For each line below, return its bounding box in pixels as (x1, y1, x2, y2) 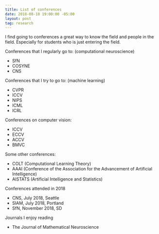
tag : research (5, 20, 34, 26)
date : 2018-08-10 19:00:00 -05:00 (5, 12, 75, 17)
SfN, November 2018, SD (12, 205, 62, 211)
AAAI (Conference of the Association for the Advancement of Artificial (12, 166, 153, 172)
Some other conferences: (5, 151, 56, 157)
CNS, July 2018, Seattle (12, 195, 60, 201)
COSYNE (12, 63, 31, 69)
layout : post (5, 16, 32, 21)
